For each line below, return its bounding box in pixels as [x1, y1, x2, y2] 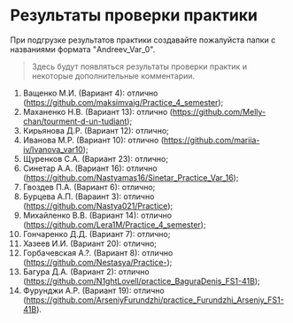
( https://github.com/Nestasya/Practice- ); [22, 257, 173, 267]
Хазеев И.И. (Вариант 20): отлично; [22, 238, 158, 249]
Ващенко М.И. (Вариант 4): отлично [22, 88, 158, 98]
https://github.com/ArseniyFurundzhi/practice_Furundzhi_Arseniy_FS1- [26, 294, 284, 305]
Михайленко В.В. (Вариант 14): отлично [22, 210, 172, 220]
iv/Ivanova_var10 [22, 143, 83, 155]
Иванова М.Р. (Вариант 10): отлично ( [22, 135, 165, 145]
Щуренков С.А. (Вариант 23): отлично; [22, 153, 169, 164]
